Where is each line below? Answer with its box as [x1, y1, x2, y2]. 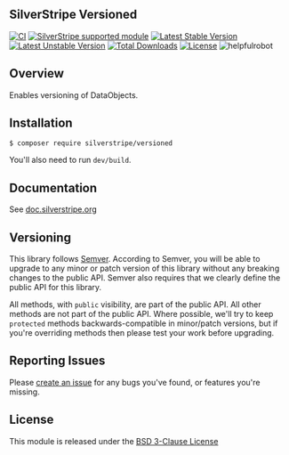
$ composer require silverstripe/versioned [9, 139, 173, 148]
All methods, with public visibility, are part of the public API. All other [9, 299, 261, 310]
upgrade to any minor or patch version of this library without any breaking [9, 263, 280, 274]
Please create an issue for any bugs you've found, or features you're [9, 377, 261, 387]
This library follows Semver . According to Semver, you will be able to [9, 254, 261, 264]
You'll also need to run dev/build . [9, 155, 132, 166]
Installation [9, 116, 73, 131]
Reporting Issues [9, 353, 106, 369]
